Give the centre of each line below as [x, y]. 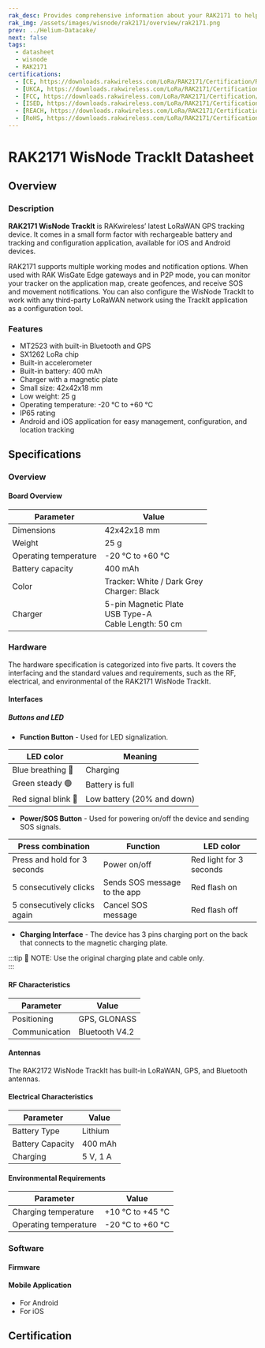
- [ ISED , [30, 103]
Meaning [140, 757]
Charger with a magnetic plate [69, 380]
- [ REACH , [31, 111]
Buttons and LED [36, 717]
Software [26, 1249]
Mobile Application [40, 1285]
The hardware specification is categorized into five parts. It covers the [122, 665]
